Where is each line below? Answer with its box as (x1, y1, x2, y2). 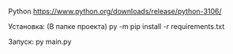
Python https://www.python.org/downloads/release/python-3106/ (8, 7, 223, 16)
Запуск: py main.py (8, 37, 72, 46)
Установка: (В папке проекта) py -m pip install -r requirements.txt (8, 22, 225, 31)
